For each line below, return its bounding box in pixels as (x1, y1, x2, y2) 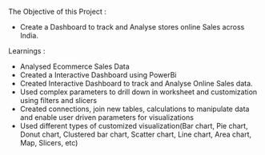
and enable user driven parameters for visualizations (19, 113, 195, 122)
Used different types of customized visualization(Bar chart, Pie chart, (19, 121, 248, 130)
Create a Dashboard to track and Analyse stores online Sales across (19, 22, 245, 31)
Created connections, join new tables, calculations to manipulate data (19, 104, 250, 113)
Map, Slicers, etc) (19, 138, 78, 147)
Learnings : (8, 46, 46, 55)
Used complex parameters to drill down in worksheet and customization (19, 87, 258, 97)
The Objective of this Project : (8, 7, 106, 16)
